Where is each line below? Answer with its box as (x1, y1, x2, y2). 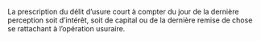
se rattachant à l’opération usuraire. (7, 24, 126, 33)
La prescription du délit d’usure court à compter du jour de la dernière (7, 7, 239, 16)
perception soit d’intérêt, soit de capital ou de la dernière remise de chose (7, 15, 253, 25)
